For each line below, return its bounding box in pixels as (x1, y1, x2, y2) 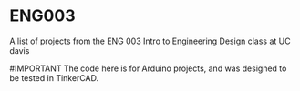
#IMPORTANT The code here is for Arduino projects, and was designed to (9, 63, 287, 74)
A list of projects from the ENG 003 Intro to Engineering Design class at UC (9, 35, 291, 46)
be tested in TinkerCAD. (9, 72, 99, 83)
